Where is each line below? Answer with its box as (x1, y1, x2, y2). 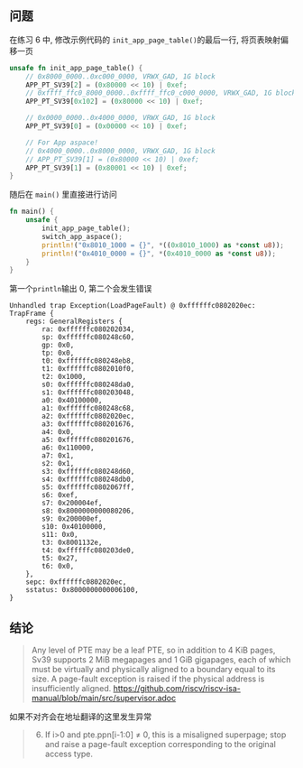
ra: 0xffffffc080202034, (41, 325, 135, 334)
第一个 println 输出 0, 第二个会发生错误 (9, 283, 152, 294)
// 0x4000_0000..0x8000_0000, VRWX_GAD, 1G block (25, 146, 216, 155)
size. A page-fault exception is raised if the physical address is (31, 673, 265, 684)
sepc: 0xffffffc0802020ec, (25, 578, 127, 587)
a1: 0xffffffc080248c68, (41, 404, 135, 413)
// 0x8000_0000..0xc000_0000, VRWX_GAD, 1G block (25, 71, 216, 81)
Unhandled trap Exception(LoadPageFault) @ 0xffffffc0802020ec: (9, 301, 256, 310)
